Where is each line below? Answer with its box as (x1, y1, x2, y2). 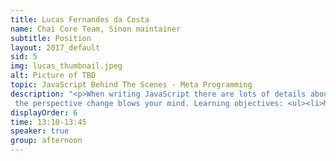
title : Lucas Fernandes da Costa (10, 14, 150, 25)
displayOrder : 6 (10, 107, 78, 118)
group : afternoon (10, 136, 83, 146)
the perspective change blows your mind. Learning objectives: (14, 98, 284, 108)
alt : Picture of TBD (10, 71, 97, 81)
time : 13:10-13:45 (10, 117, 87, 127)
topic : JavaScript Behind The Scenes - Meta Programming (10, 80, 253, 90)
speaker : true (10, 126, 70, 136)
